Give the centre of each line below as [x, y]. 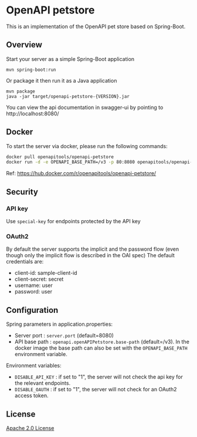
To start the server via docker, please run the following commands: [87, 146]
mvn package [21, 91]
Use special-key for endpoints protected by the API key [73, 221]
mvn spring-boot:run [31, 70]
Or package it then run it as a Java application [62, 80]
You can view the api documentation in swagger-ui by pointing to [85, 107]
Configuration [32, 310]
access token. [31, 395]
